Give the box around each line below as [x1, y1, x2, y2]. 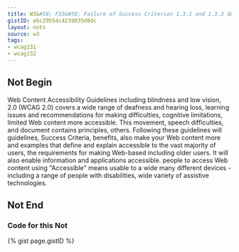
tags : [7, 37, 23, 44]
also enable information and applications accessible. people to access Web [7, 156, 228, 164]
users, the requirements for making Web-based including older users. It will [7, 148, 229, 157]
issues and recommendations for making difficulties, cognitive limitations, [7, 110, 223, 119]
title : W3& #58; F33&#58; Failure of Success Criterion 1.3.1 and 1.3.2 [7, 10, 224, 18]
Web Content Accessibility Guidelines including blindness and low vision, [7, 95, 222, 104]
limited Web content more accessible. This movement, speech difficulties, [7, 118, 224, 127]
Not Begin [7, 76, 52, 89]
